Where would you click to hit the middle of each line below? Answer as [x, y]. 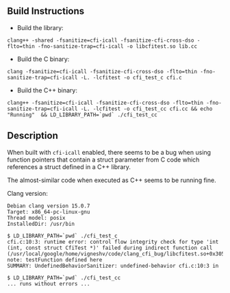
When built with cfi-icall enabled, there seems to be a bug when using [109, 152]
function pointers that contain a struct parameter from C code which [103, 160]
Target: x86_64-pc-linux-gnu [49, 212]
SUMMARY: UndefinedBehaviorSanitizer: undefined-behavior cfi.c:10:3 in [113, 266]
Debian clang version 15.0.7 [49, 206]
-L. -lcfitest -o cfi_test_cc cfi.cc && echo [146, 109]
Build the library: [40, 27]
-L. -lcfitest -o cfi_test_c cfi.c [131, 77]
